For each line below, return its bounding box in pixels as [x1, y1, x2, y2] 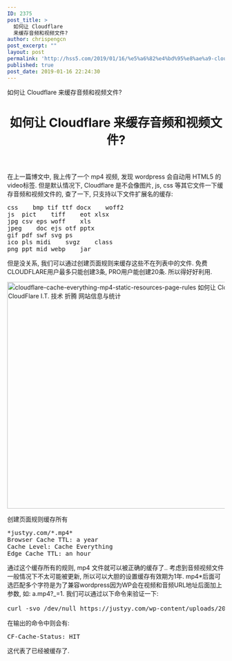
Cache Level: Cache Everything [7, 543, 113, 550]
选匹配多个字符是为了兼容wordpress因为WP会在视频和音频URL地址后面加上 [7, 581, 222, 589]
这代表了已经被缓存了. [7, 646, 70, 655]
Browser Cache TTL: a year [7, 536, 99, 543]
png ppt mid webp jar [7, 245, 91, 253]
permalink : [7, 55, 39, 62]
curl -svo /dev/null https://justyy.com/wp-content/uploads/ [7, 604, 219, 613]
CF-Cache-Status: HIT [7, 633, 81, 640]
